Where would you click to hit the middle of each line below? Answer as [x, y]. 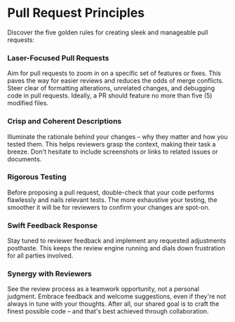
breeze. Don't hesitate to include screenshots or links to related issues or [113, 152]
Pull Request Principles [76, 13]
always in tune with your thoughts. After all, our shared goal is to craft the [113, 304]
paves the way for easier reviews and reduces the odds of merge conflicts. [116, 81]
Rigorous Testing [37, 177]
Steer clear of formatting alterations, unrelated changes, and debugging [111, 88]
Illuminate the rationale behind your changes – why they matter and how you [117, 136]
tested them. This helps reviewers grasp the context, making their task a [112, 144]
